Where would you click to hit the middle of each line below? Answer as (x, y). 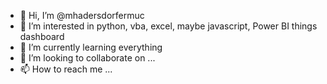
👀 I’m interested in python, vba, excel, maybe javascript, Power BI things (168, 26)
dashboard (42, 36)
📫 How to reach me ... (66, 69)
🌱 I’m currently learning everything (91, 47)
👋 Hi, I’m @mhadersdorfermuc (82, 15)
